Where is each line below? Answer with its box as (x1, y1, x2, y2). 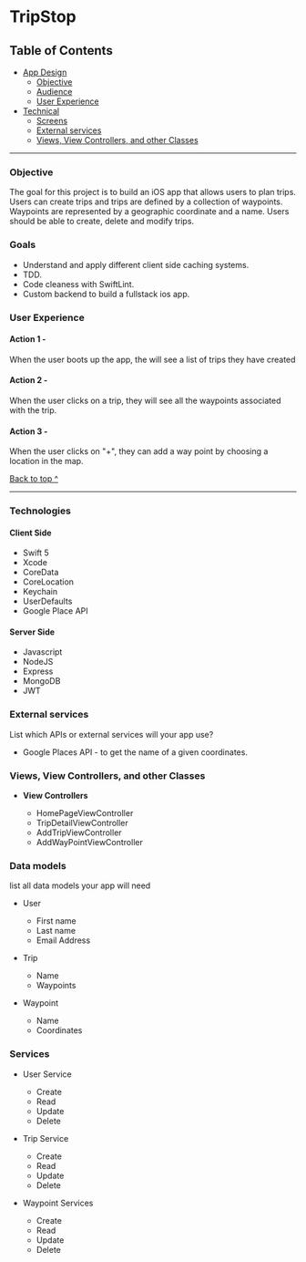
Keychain (22, 586, 57, 597)
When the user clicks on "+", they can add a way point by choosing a (9, 446, 269, 457)
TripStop (9, 6, 77, 27)
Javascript (22, 647, 63, 657)
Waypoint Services (22, 1197, 94, 1208)
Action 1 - (9, 334, 46, 345)
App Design (22, 67, 67, 78)
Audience (36, 87, 73, 97)
